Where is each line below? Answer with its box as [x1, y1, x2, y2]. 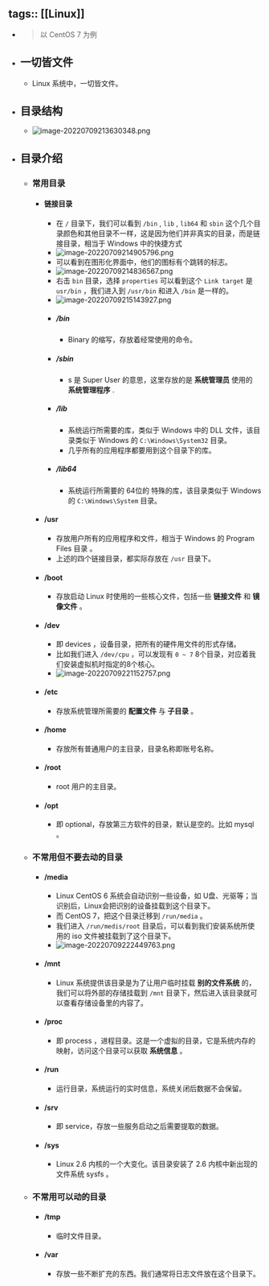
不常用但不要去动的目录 [31, 852, 123, 863]
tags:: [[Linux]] [8, 7, 85, 21]
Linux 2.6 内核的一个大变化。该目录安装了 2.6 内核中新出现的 [55, 1160, 259, 1169]
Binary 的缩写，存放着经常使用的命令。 [67, 334, 197, 344]
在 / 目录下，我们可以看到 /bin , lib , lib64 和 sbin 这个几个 [55, 218, 255, 228]
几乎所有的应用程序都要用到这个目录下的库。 [67, 445, 216, 455]
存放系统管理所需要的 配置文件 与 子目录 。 [55, 705, 198, 716]
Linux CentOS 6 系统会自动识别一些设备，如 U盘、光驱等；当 [55, 891, 259, 901]
